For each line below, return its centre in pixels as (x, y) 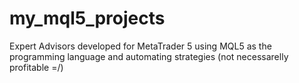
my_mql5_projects (87, 18)
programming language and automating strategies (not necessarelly (149, 56)
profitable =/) (36, 67)
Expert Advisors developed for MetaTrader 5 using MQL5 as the (140, 46)
